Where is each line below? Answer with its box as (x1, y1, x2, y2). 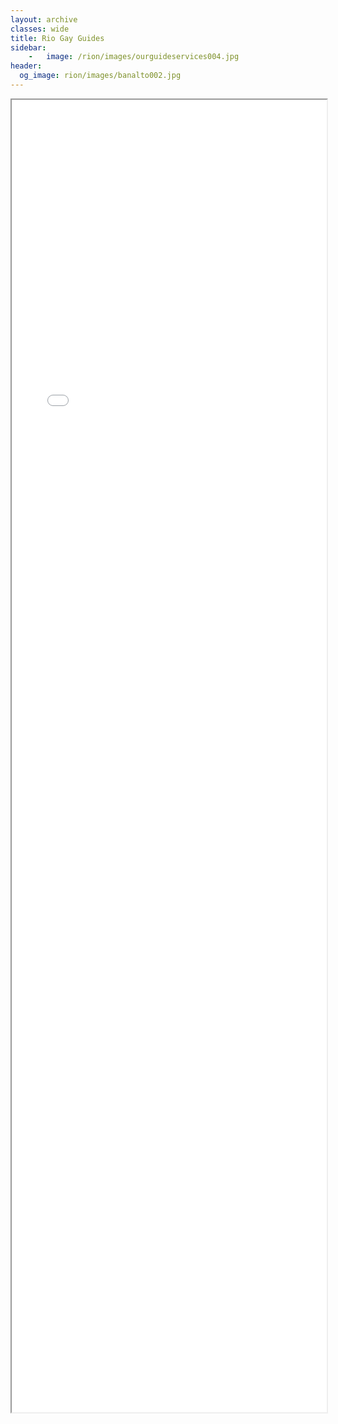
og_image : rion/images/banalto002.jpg (19, 71, 182, 81)
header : (10, 61, 43, 71)
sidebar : (10, 42, 47, 53)
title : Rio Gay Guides (10, 33, 105, 43)
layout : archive (10, 14, 78, 25)
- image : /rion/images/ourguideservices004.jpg (28, 52, 240, 62)
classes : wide (10, 24, 70, 34)
